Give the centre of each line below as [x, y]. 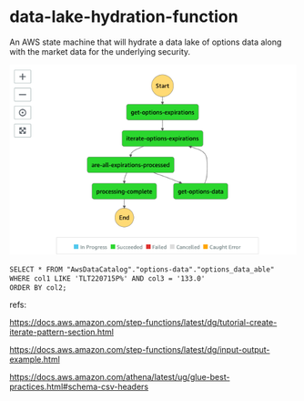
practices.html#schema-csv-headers [79, 387]
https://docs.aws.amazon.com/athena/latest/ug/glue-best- [120, 377]
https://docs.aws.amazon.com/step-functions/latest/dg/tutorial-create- [143, 323]
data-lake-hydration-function [124, 17]
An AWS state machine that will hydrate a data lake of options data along [146, 42]
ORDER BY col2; [38, 288]
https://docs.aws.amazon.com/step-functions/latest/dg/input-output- [140, 350]
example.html [35, 360]
